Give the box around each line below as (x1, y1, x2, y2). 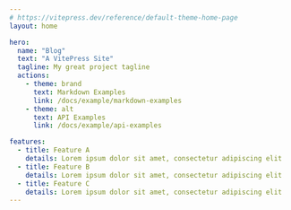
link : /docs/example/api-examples (32, 121, 163, 130)
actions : (17, 71, 50, 81)
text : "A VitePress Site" (17, 55, 115, 64)
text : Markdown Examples (32, 87, 126, 97)
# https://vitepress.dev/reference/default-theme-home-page (9, 13, 239, 22)
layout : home (9, 22, 58, 31)
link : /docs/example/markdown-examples (32, 96, 182, 105)
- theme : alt (25, 104, 74, 113)
